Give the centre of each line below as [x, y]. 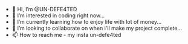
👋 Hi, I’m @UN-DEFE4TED [44, 9]
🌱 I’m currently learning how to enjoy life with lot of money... [87, 22]
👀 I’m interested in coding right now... [58, 15]
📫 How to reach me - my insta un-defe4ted [66, 35]
